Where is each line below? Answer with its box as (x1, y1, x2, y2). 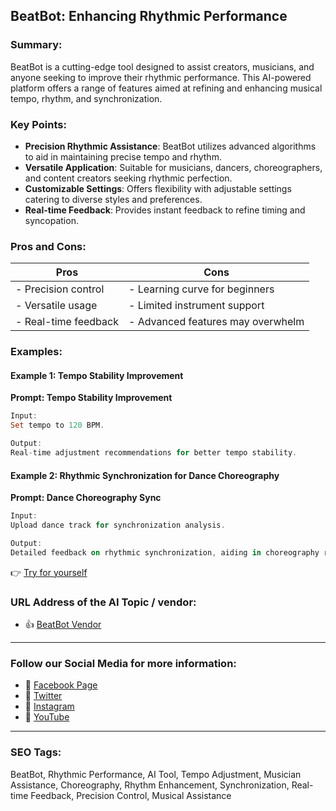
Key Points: (10, 117, 67, 131)
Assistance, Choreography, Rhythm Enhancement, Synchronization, (10, 779, 290, 791)
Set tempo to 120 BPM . (10, 420, 105, 431)
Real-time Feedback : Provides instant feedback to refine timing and (24, 204, 306, 216)
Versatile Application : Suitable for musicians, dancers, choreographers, (24, 161, 323, 173)
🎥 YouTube (24, 711, 70, 723)
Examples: (10, 345, 63, 359)
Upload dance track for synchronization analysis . (10, 520, 226, 530)
